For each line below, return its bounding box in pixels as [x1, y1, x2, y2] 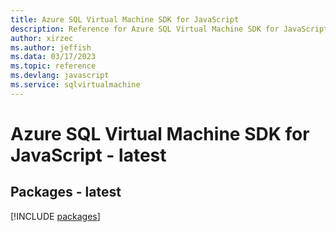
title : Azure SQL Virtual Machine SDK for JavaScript [10, 14, 240, 25]
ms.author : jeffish [10, 42, 92, 53]
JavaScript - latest [10, 144, 167, 166]
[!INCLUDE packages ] [10, 210, 101, 222]
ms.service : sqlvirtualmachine [10, 80, 141, 90]
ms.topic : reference [10, 61, 97, 71]
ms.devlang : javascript [10, 71, 110, 81]
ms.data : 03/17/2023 [10, 52, 97, 62]
